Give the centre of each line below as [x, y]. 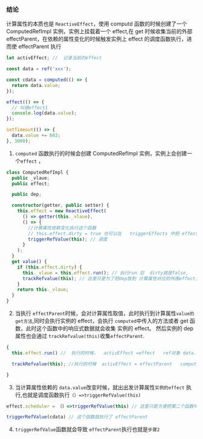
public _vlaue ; [31, 178]
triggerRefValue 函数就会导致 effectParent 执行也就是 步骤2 [87, 429]
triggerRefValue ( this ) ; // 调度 [68, 239]
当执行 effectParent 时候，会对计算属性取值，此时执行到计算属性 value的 [105, 313]
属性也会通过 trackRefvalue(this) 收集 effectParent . [80, 336]
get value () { [29, 262]
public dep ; [27, 195]
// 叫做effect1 [30, 108]
